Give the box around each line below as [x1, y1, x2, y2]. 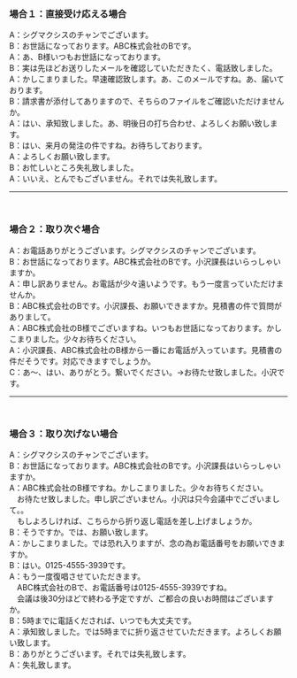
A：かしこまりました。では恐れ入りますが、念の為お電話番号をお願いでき [9, 537, 278, 548]
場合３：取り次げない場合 [9, 428, 118, 440]
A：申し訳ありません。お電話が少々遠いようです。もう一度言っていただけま [9, 278, 285, 289]
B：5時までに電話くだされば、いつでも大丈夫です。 [9, 615, 197, 626]
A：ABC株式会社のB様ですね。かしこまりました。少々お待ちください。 [9, 482, 268, 493]
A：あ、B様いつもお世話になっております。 [9, 51, 166, 63]
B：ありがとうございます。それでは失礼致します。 [9, 648, 191, 659]
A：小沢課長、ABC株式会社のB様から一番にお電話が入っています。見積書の [9, 344, 283, 355]
